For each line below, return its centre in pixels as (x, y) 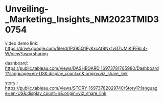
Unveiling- (27, 9)
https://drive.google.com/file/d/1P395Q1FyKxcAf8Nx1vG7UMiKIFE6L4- (76, 48)
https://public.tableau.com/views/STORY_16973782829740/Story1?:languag (81, 88)
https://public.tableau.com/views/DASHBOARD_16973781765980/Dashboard (82, 68)
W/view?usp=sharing (26, 53)
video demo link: (22, 43)
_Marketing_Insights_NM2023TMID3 (82, 19)
